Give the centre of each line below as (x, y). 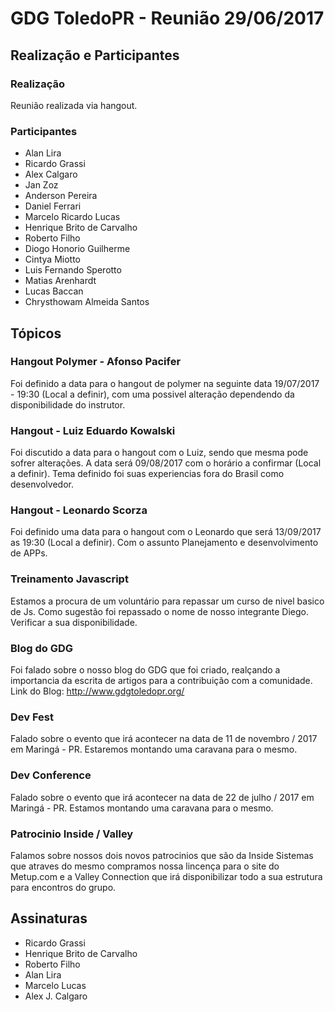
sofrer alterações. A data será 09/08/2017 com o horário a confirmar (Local (166, 463)
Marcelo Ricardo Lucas (72, 217)
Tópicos (36, 333)
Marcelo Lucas (55, 985)
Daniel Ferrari (53, 206)
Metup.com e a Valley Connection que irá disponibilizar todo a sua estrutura (166, 876)
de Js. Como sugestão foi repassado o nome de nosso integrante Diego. (159, 611)
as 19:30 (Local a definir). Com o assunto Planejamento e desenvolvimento (164, 543)
